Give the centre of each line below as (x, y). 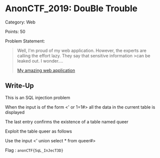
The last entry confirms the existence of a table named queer (67, 122)
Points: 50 (15, 31)
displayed (15, 112)
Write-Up (20, 86)
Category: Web (20, 22)
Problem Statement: (25, 41)
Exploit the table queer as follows (39, 131)
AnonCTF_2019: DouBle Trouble (71, 9)
